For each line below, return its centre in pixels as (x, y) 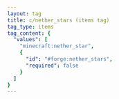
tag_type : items (30, 26)
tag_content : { (29, 33)
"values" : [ (31, 40)
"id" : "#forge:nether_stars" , (69, 59)
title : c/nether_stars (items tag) (58, 20)
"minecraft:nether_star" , (57, 46)
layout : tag (24, 14)
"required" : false (52, 66)
